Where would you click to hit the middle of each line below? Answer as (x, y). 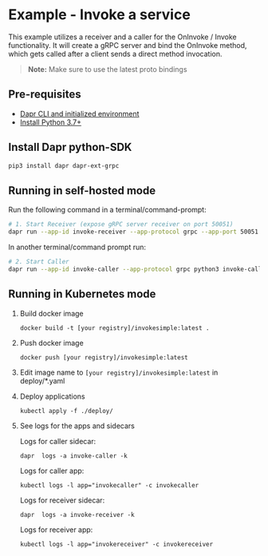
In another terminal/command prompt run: (77, 247)
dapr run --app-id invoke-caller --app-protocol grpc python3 (114, 269)
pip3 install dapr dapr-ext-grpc (64, 165)
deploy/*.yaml (42, 380)
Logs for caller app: (52, 471)
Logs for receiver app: (56, 530)
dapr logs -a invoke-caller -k (73, 456)
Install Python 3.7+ (51, 122)
